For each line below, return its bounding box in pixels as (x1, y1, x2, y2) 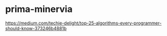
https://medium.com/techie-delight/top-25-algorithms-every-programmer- (5, 20, 162, 26)
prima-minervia (5, 3, 73, 15)
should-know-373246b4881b (5, 25, 67, 31)
